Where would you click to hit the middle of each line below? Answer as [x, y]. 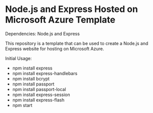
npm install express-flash [38, 100]
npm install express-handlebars [45, 73]
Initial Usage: [19, 58]
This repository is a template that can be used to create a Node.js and [77, 43]
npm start [22, 105]
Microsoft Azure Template [60, 20]
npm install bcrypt [31, 78]
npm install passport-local [39, 89]
